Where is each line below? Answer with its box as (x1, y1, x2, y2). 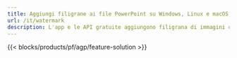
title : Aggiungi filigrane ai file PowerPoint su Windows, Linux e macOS (7, 10, 229, 18)
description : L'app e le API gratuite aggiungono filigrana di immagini (7, 23, 226, 30)
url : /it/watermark (7, 17, 65, 24)
